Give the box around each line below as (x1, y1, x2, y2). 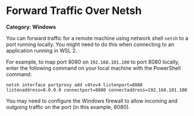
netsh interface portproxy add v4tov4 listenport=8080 (6, 82, 143, 88)
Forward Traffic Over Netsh (6, 4, 142, 17)
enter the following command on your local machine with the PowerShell (6, 64, 181, 71)
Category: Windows (6, 23, 56, 30)
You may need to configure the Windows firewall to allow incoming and (6, 97, 178, 104)
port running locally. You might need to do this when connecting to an (6, 41, 175, 48)
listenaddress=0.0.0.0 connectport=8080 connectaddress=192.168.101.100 (6, 87, 188, 93)
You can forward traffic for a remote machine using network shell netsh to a (6, 34, 189, 41)
